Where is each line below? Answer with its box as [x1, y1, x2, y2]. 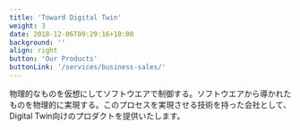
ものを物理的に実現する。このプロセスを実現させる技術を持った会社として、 [9, 99, 291, 110]
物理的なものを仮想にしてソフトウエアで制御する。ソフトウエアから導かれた [9, 88, 292, 99]
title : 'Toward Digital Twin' [9, 12, 123, 22]
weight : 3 [9, 21, 47, 30]
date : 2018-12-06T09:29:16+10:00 [9, 29, 134, 38]
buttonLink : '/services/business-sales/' [9, 63, 167, 72]
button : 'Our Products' [9, 54, 99, 63]
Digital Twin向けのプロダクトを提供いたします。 [9, 110, 185, 121]
